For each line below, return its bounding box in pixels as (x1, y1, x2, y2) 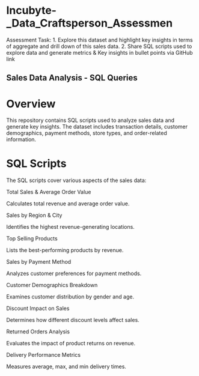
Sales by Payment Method (6, 258, 72, 265)
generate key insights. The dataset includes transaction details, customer (6, 123, 188, 130)
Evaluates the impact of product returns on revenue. (6, 340, 136, 347)
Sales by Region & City (6, 211, 63, 219)
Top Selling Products (6, 235, 58, 242)
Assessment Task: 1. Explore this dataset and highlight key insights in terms (6, 36, 194, 43)
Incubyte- (6, 4, 57, 17)
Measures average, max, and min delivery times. (6, 363, 126, 370)
